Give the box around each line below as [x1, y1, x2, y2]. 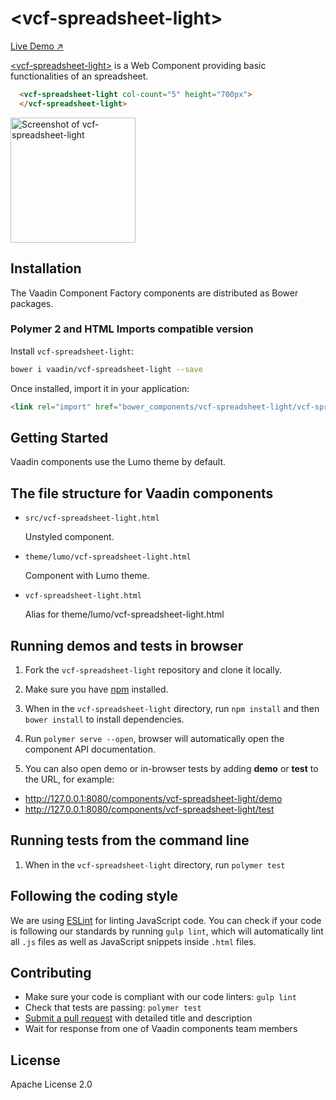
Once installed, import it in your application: [10, 382, 190, 394]
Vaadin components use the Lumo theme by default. [10, 456, 226, 468]
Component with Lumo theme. [24, 570, 150, 582]
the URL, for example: [24, 773, 115, 785]
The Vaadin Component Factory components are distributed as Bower [10, 287, 299, 299]
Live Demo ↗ [10, 40, 64, 52]
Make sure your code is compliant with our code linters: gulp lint [24, 991, 297, 1003]
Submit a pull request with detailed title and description [24, 1012, 253, 1024]
